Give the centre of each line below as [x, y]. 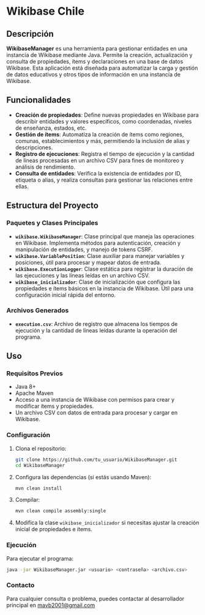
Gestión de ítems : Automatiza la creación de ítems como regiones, [99, 134]
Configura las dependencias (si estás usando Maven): [83, 477]
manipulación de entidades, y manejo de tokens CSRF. [84, 249]
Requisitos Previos [35, 374]
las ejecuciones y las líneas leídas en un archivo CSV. [82, 275]
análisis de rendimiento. [45, 167]
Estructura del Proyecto [53, 206]
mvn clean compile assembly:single [61, 511]
